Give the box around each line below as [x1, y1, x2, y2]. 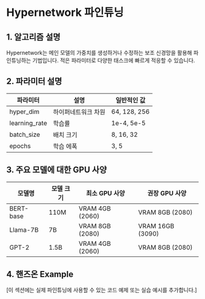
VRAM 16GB [138, 222, 175, 230]
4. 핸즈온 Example [6, 269, 74, 279]
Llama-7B [9, 225, 39, 234]
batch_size [9, 130, 41, 139]
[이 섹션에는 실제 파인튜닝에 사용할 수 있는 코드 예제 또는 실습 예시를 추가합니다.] [6, 286, 197, 294]
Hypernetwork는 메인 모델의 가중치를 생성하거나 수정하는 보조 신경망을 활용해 [6, 49, 192, 56]
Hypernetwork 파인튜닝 [6, 5, 124, 20]
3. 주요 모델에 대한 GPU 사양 [6, 165, 107, 175]
